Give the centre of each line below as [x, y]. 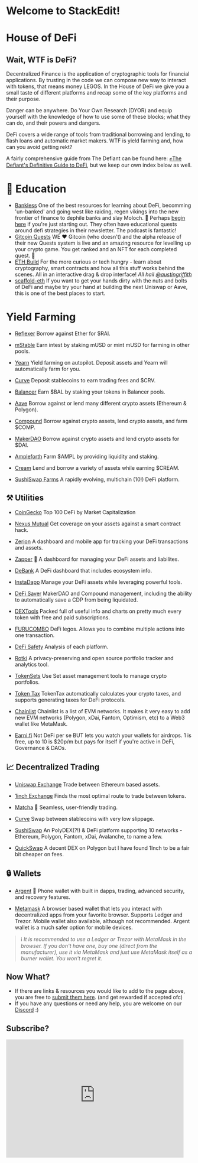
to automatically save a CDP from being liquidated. [76, 600]
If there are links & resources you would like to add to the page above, [100, 991]
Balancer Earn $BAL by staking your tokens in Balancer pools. [90, 392]
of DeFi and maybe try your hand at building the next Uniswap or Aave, [101, 287]
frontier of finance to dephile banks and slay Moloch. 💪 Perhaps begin [100, 218]
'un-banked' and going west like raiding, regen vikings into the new [97, 212]
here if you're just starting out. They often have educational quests [96, 224]
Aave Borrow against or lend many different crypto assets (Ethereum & [101, 404]
